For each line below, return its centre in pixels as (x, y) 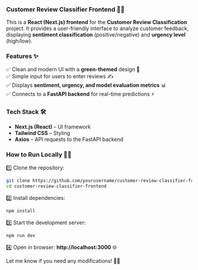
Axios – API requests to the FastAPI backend (69, 139)
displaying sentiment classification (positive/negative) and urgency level (96, 35)
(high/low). (19, 41)
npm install (21, 211)
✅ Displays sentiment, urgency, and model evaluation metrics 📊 (86, 85)
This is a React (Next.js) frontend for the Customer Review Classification (97, 22)
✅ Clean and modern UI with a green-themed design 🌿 (73, 69)
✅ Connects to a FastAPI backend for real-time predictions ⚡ (80, 94)
